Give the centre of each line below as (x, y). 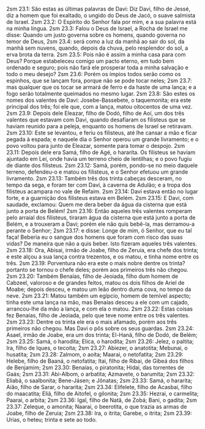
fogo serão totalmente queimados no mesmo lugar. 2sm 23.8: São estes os (101, 94)
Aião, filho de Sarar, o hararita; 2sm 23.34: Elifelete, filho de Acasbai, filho (99, 387)
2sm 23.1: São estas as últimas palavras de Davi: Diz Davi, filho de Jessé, (99, 9)
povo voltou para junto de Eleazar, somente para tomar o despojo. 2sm (96, 146)
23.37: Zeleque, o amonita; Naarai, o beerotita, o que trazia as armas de (97, 407)
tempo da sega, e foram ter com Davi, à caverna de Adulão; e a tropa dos (99, 185)
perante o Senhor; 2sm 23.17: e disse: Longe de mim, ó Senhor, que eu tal (99, 230)
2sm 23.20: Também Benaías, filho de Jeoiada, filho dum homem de (92, 276)
